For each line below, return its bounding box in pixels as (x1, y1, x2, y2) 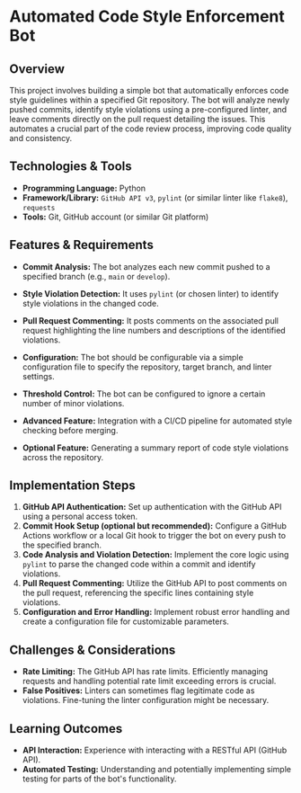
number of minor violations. (22, 397, 125, 408)
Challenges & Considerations (9, 642, 176, 657)
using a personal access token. (22, 511, 138, 522)
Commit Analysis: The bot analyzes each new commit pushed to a (22, 261, 271, 272)
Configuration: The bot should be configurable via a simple (22, 352, 244, 362)
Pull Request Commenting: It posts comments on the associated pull (22, 315, 279, 325)
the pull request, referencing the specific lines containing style (22, 587, 254, 599)
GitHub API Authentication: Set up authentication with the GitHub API (22, 502, 282, 512)
